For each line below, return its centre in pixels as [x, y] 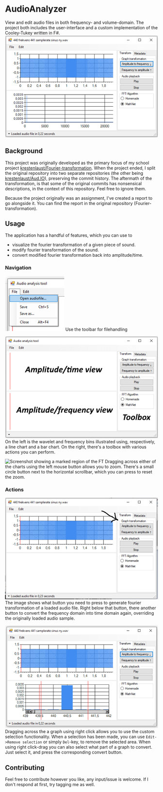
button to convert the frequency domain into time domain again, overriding [80, 613]
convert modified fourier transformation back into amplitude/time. [78, 255]
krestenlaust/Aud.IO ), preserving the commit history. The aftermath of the [79, 178]
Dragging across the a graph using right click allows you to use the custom [80, 732]
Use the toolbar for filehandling [96, 329]
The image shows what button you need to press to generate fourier [73, 603]
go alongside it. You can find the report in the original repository [69, 203]
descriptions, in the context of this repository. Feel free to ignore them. [76, 189]
